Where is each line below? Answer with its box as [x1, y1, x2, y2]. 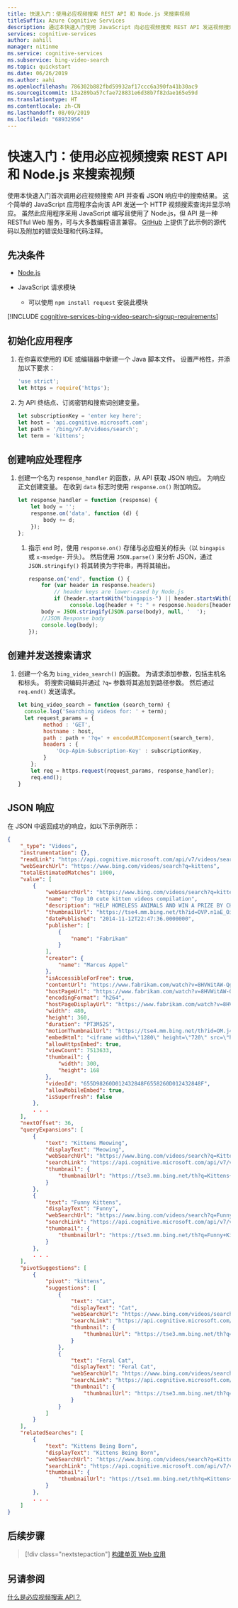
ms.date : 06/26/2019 [7, 69, 69, 77]
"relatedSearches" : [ [20, 1429, 84, 1436]
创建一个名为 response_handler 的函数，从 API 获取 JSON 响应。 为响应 [17, 474, 226, 482]
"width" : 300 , [57, 1061, 100, 1068]
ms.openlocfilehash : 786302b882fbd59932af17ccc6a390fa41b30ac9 [7, 83, 198, 90]
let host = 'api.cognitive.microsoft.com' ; [17, 419, 149, 426]
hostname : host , [43, 727, 94, 735]
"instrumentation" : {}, [20, 849, 91, 856]
